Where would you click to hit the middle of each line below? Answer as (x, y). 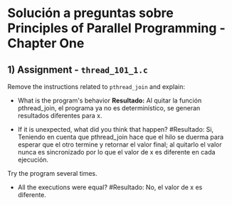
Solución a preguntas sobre (91, 13)
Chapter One (46, 43)
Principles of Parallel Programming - (116, 28)
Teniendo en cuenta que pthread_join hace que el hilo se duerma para (121, 137)
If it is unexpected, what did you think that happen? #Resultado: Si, (116, 129)
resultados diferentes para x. (60, 116)
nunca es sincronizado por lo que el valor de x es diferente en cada (116, 152)
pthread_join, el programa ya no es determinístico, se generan (109, 108)
